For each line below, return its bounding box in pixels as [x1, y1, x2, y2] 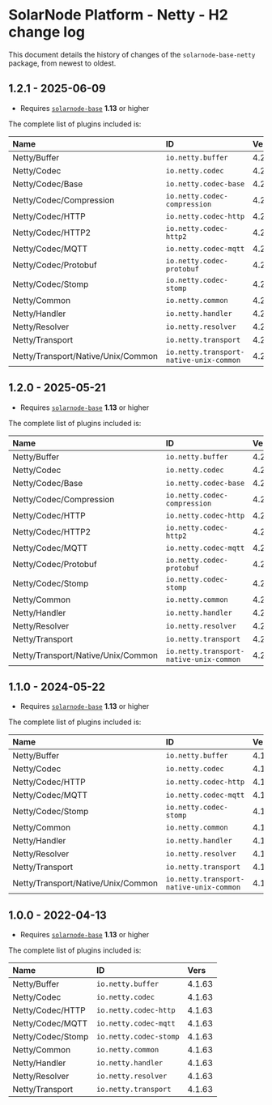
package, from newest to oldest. [8, 58, 117, 68]
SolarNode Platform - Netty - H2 [8, 6, 228, 24]
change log [8, 23, 86, 41]
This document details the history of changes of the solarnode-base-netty [8, 49, 256, 59]
